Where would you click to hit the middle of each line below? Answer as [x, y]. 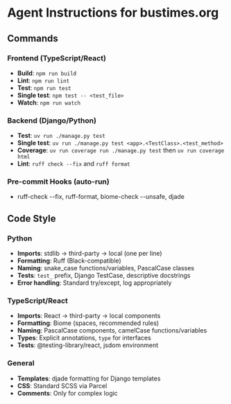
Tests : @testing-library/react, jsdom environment [88, 345]
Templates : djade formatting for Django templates [89, 378]
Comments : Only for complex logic [67, 393]
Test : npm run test [44, 87]
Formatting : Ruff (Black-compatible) [69, 261]
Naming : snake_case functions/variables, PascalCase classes [105, 268]
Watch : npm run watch [49, 103]
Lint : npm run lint [43, 80]
